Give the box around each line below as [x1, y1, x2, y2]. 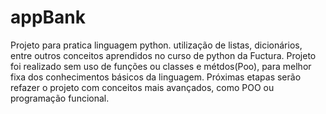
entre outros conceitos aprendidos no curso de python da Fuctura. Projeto [10, 49, 317, 61]
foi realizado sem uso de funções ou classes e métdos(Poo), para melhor [10, 60, 312, 72]
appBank [10, 6, 87, 29]
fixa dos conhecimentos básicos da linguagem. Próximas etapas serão [10, 71, 302, 83]
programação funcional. [10, 92, 110, 104]
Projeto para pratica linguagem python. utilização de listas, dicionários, [10, 39, 303, 51]
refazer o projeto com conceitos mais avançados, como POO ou [10, 81, 275, 93]
